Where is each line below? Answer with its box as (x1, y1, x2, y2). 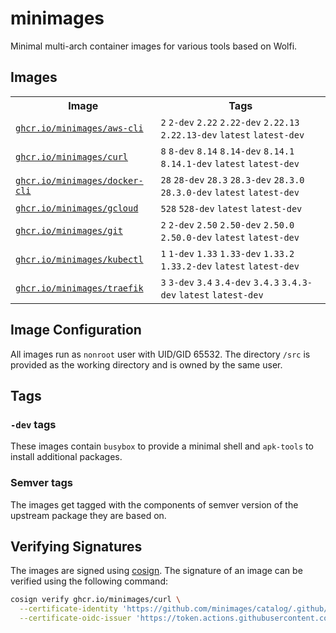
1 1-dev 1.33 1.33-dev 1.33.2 (160, 248, 295, 259)
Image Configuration (10, 322, 142, 339)
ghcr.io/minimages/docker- (15, 175, 144, 186)
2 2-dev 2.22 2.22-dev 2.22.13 (160, 117, 300, 128)
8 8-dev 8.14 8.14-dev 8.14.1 (160, 145, 295, 157)
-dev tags (10, 417, 57, 431)
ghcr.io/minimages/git (15, 225, 123, 236)
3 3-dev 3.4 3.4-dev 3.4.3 (160, 277, 280, 288)
